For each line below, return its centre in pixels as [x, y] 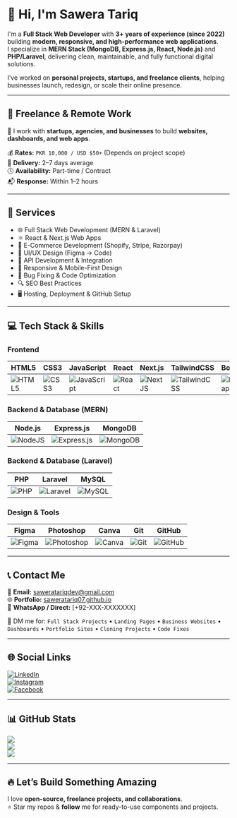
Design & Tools [34, 512]
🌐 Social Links [39, 657]
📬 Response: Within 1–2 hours [53, 181]
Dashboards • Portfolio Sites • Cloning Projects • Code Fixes [98, 628]
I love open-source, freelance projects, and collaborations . [95, 799]
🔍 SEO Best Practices [50, 283]
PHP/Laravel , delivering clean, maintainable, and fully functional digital [110, 56]
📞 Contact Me [36, 575]
